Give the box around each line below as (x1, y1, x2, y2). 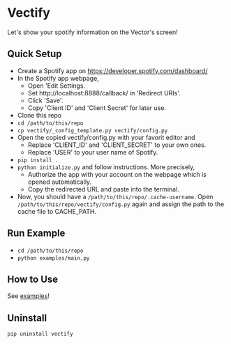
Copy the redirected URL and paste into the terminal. (27, 185, 179, 193)
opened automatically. (27, 178, 92, 186)
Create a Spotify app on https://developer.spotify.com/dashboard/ (17, 66, 208, 75)
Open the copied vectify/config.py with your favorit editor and (17, 133, 195, 141)
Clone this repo (17, 111, 61, 119)
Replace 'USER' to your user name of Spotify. (27, 148, 158, 156)
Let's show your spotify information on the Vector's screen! (7, 28, 178, 36)
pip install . (17, 157, 59, 164)
